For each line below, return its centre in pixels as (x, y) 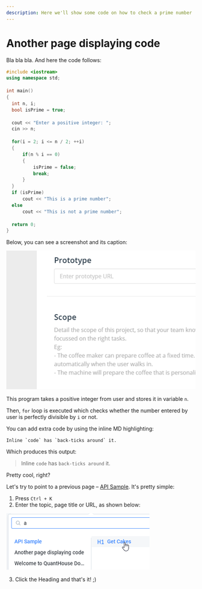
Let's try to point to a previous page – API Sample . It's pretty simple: (90, 487)
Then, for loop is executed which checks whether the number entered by (97, 411)
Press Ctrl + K (33, 498)
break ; (41, 174)
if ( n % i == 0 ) (41, 154)
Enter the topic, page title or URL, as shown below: (78, 505)
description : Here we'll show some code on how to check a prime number (99, 13)
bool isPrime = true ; (39, 110)
